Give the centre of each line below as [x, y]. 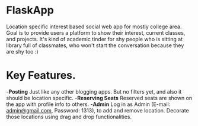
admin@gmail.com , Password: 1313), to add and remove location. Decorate [98, 110]
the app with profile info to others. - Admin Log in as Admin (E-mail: [88, 104]
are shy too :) [22, 51]
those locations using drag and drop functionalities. [69, 117]
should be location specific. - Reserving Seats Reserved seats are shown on [99, 98]
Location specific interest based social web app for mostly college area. [94, 26]
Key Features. [41, 76]
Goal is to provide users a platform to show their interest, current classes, [96, 32]
